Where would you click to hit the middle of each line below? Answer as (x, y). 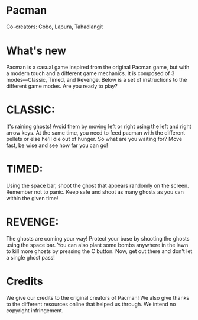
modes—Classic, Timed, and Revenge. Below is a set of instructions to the (97, 79)
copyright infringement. (35, 310)
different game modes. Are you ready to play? (62, 86)
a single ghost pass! (30, 257)
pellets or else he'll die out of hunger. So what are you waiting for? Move (94, 139)
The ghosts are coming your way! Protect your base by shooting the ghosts (98, 238)
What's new (36, 51)
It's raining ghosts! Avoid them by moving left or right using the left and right (99, 126)
